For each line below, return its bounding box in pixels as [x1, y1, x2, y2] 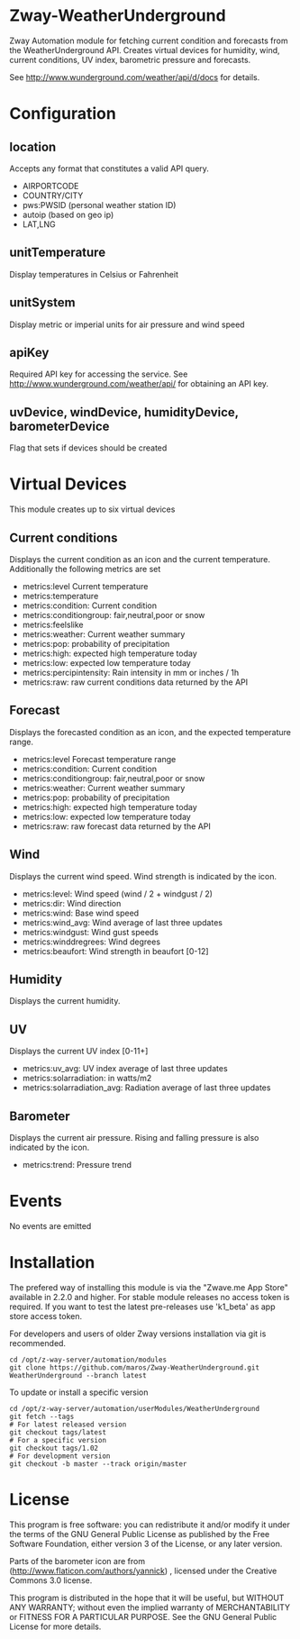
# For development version [9, 1452, 111, 1461]
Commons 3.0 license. [9, 1574, 93, 1586]
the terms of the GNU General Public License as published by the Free [9, 1528, 270, 1539]
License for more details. [9, 1621, 102, 1632]
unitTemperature [9, 245, 106, 260]
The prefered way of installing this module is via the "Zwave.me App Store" [9, 1281, 288, 1293]
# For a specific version [9, 1435, 106, 1444]
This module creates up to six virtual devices [9, 504, 176, 514]
